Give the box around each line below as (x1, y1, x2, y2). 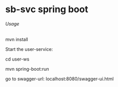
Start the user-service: (5, 46, 53, 52)
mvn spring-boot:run (5, 66, 49, 72)
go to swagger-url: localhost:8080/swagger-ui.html (5, 76, 114, 82)
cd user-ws (5, 56, 30, 62)
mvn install (5, 37, 28, 43)
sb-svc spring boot (5, 4, 88, 15)
